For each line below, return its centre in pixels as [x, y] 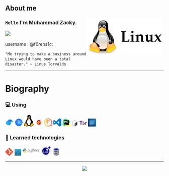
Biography [27, 89]
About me [21, 8]
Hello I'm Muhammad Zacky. [41, 23]
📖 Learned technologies [35, 138]
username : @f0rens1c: [29, 44]
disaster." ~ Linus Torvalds [36, 64]
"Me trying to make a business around [46, 54]
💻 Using [16, 104]
